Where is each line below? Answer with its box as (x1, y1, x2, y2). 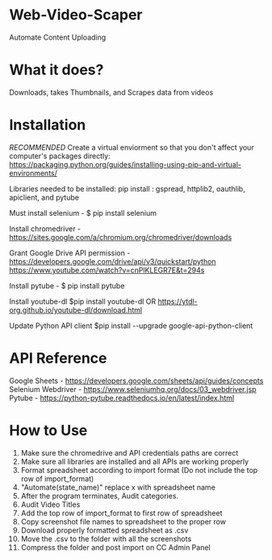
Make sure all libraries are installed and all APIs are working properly (20, 457, 249, 466)
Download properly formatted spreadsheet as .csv (20, 525, 189, 535)
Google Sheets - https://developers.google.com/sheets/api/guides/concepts (9, 376, 264, 385)
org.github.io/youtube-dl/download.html (9, 305, 143, 314)
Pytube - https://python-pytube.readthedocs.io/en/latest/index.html (9, 393, 235, 402)
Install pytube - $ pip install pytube (9, 280, 125, 290)
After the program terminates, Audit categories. (20, 491, 179, 500)
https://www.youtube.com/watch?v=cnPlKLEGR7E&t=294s (9, 265, 205, 275)
